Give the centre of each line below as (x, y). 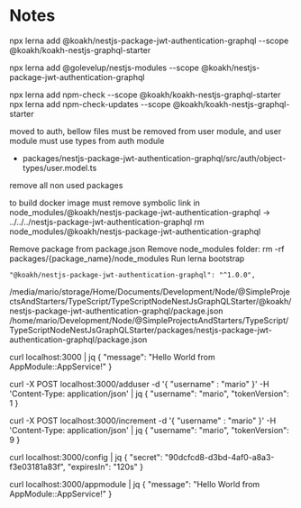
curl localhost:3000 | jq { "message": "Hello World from (112, 357)
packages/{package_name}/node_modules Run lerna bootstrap (127, 259)
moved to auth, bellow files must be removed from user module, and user (146, 131)
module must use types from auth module (87, 141)
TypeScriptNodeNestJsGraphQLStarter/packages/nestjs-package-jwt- (141, 330)
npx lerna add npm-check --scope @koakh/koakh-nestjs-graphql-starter (145, 95)
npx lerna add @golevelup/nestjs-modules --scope (105, 68)
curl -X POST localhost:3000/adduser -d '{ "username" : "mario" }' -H (139, 384)
